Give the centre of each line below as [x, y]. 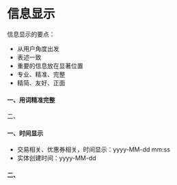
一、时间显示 [25, 133]
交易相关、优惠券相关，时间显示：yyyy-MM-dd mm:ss [94, 150]
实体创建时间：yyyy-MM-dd [57, 158]
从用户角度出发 [38, 48]
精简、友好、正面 [41, 83]
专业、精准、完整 [41, 74]
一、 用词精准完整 [31, 100]
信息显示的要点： [31, 34]
